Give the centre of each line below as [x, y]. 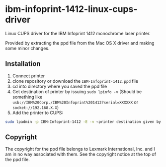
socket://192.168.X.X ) [36, 107]
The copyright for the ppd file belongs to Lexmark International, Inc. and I [80, 149]
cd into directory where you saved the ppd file [60, 86]
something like [27, 97]
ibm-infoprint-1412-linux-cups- [71, 9]
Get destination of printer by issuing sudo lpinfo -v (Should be [77, 91]
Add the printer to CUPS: [38, 112]
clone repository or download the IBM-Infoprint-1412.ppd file [75, 81]
